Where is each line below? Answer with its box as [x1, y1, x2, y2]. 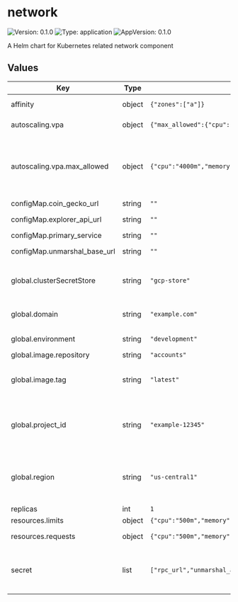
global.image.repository [11, 350, 90, 360]
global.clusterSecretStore [11, 276, 96, 285]
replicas [11, 504, 38, 513]
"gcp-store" [149, 276, 191, 284]
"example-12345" [149, 421, 205, 428]
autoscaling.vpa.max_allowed [11, 161, 109, 171]
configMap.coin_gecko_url [11, 198, 99, 208]
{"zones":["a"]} [149, 100, 205, 108]
